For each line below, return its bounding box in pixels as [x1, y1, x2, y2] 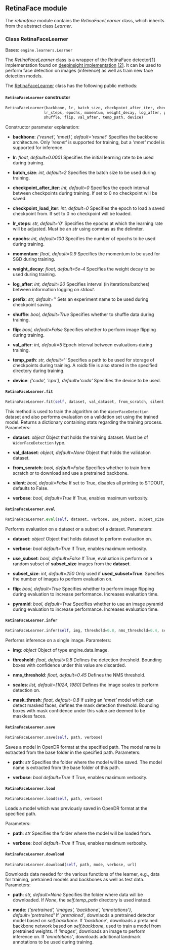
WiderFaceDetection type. [12, 440, 66, 446]
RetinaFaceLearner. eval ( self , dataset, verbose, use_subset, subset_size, [5, 517, 166, 522]
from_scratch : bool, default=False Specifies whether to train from [12, 465, 151, 471]
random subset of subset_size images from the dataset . [12, 561, 131, 567]
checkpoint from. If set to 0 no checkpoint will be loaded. [12, 210, 132, 216]
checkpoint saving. [12, 301, 53, 307]
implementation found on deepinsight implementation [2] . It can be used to [5, 62, 161, 68]
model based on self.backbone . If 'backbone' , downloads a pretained [12, 918, 158, 924]
